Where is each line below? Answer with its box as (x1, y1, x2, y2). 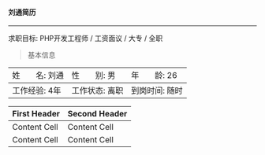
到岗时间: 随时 (131, 85, 183, 96)
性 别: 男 (71, 70, 116, 81)
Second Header (67, 109, 128, 120)
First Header (12, 109, 61, 120)
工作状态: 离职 (71, 85, 124, 96)
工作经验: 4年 (12, 85, 62, 96)
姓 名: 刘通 (12, 70, 65, 81)
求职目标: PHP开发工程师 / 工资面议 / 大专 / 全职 (8, 34, 163, 43)
